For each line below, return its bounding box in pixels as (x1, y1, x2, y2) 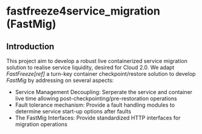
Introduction (6, 41, 55, 52)
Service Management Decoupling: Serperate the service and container (15, 89, 193, 95)
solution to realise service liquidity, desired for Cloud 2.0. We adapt (6, 64, 175, 71)
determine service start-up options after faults (15, 108, 131, 115)
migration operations (15, 121, 68, 128)
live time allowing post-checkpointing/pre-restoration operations (15, 95, 178, 102)
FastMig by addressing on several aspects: (6, 77, 114, 84)
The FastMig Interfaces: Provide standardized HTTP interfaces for (15, 114, 181, 121)
